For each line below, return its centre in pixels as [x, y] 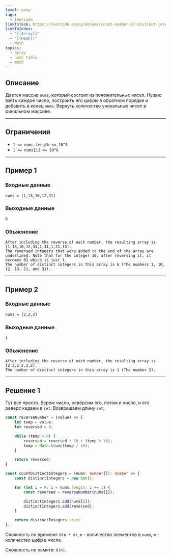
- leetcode [21, 19]
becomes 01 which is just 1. [36, 260]
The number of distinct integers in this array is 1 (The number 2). [81, 370]
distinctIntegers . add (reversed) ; [59, 506]
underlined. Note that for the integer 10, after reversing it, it [78, 256]
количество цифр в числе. [34, 540]
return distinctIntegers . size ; [48, 520]
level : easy [18, 10]
